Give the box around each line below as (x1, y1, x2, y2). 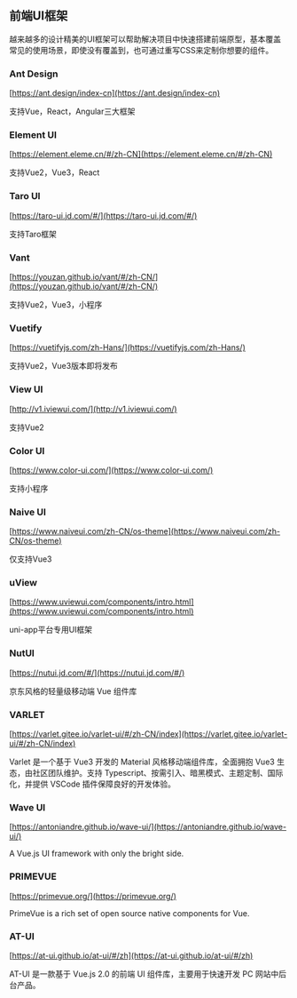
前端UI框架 (9, 8, 68, 24)
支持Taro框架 (9, 228, 58, 239)
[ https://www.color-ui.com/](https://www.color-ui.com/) (9, 465, 214, 475)
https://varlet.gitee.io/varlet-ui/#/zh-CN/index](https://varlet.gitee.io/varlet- (12, 729, 288, 739)
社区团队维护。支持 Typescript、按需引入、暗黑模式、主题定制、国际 (32, 768, 284, 778)
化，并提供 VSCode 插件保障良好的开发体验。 (9, 778, 176, 789)
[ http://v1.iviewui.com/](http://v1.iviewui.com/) (9, 403, 177, 414)
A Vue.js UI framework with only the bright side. (9, 848, 184, 859)
